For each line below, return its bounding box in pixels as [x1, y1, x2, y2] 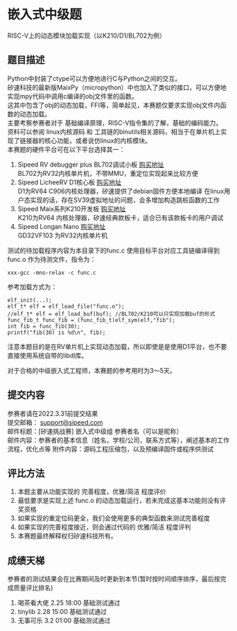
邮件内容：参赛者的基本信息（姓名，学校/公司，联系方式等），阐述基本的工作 [7, 435, 230, 444]
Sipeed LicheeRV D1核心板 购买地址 [17, 178, 122, 186]
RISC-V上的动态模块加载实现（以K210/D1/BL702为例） [7, 31, 166, 40]
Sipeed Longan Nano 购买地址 [17, 222, 106, 230]
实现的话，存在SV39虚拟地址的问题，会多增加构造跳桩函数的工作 [30, 196, 220, 204]
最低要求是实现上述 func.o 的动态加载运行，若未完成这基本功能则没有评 [17, 496, 226, 505]
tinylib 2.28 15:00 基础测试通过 [17, 608, 108, 616]
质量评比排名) [13, 583, 54, 592]
